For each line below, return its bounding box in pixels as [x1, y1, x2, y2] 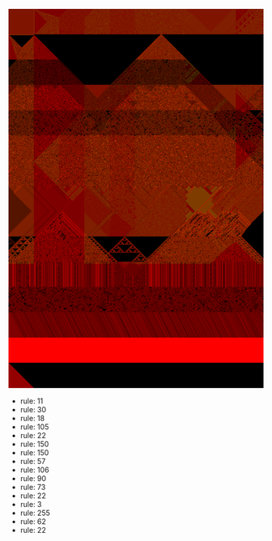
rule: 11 [19, 396, 44, 406]
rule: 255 [19, 508, 51, 518]
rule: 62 [19, 517, 47, 526]
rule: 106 [19, 465, 50, 475]
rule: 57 [19, 457, 46, 466]
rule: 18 [19, 414, 45, 424]
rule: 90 [19, 474, 47, 483]
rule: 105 [19, 422, 49, 432]
